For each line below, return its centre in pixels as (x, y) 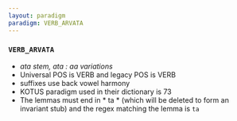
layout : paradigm (37, 16)
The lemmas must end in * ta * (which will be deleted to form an (124, 100)
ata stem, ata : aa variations (66, 66)
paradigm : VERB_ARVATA (46, 23)
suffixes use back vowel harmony (75, 83)
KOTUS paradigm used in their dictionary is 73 (96, 92)
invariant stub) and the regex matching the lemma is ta (109, 108)
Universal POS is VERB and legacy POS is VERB (98, 74)
